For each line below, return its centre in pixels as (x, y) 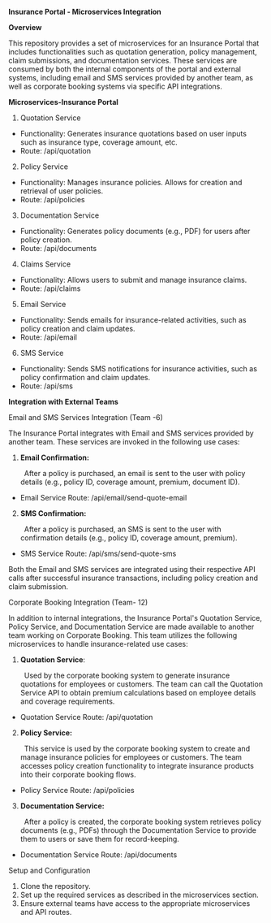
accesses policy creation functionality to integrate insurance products (137, 766)
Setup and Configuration (49, 870)
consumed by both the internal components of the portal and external (125, 69)
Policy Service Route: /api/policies (77, 790)
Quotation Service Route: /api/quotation (86, 717)
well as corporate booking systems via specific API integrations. (116, 86)
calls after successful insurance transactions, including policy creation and (133, 578)
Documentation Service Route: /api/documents (99, 855)
